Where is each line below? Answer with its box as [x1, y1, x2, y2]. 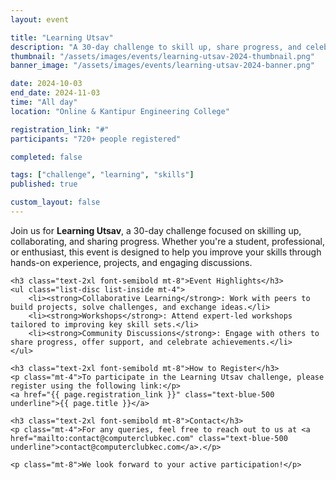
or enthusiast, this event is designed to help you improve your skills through [10, 246, 322, 258]
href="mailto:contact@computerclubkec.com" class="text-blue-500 [10, 433, 288, 443]
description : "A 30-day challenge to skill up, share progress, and [10, 42, 302, 52]
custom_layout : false [10, 197, 101, 208]
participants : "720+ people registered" [10, 134, 182, 144]
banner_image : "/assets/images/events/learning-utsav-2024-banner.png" [10, 61, 315, 71]
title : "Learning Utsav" [10, 32, 114, 43]
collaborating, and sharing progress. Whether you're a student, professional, [10, 235, 325, 247]
